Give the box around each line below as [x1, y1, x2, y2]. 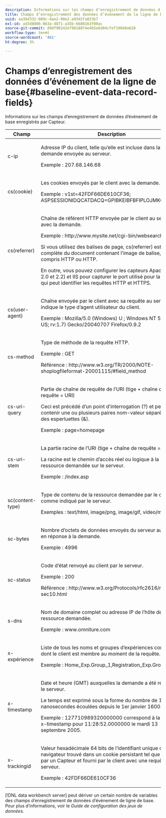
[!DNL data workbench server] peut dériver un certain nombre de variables [5, 792, 158, 798]
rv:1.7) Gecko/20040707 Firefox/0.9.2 [50, 321, 142, 328]
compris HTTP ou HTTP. [41, 255, 98, 262]
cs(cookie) [7, 188, 33, 195]
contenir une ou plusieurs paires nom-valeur [41, 409, 145, 416]
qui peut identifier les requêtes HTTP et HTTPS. [41, 279, 152, 286]
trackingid [7, 762, 31, 769]
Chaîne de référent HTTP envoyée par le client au [41, 215, 156, 222]
